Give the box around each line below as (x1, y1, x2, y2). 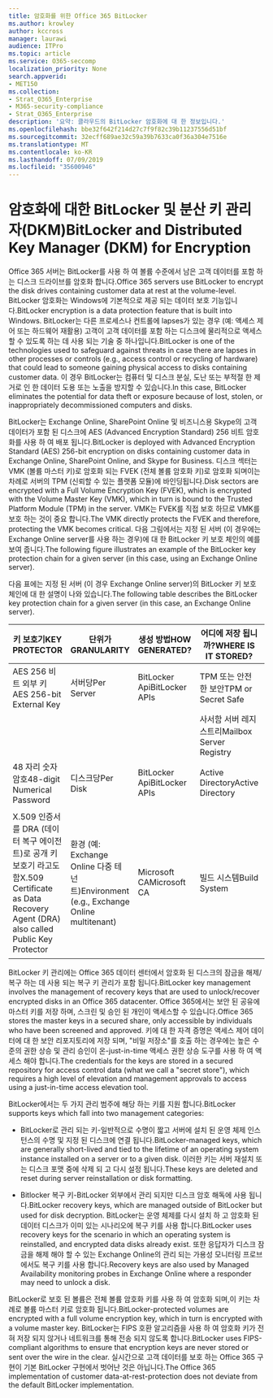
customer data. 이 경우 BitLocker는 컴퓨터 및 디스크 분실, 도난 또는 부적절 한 (8, 372, 253, 382)
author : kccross (8, 27, 63, 35)
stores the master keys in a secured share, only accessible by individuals (8, 1016, 253, 1026)
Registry (199, 747, 232, 758)
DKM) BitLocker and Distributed (27, 221, 242, 240)
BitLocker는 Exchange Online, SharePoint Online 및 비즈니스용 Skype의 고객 (8, 417, 258, 427)
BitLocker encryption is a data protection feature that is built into (16, 306, 233, 315)
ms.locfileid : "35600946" (8, 163, 96, 171)
